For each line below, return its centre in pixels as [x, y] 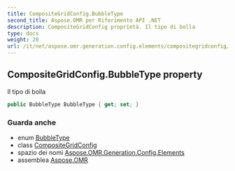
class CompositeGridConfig [57, 145]
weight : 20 [23, 40]
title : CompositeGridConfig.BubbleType [65, 14]
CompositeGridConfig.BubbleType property [105, 75]
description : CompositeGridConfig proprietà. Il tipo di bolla [101, 27]
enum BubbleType [43, 137]
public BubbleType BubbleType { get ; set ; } [73, 104]
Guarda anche [32, 122]
